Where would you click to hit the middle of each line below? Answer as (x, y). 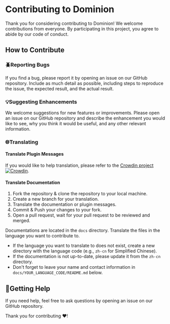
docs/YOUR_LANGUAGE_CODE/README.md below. (58, 273)
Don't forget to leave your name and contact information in (74, 267)
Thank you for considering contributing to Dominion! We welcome (74, 23)
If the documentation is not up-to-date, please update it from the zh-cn (87, 257)
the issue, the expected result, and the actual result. (60, 88)
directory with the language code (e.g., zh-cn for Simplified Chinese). (85, 251)
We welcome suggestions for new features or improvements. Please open (82, 113)
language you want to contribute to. (43, 236)
